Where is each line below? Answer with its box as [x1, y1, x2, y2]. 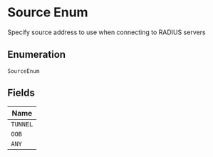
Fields [7, 87, 36, 99]
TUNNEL [11, 120, 33, 128]
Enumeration [7, 49, 66, 61]
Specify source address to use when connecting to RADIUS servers [7, 28, 206, 36]
